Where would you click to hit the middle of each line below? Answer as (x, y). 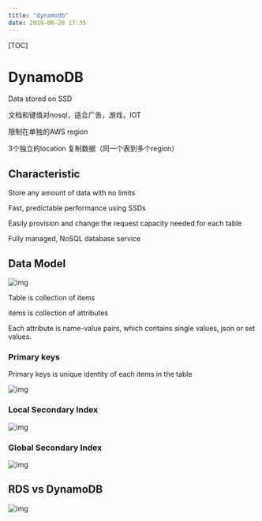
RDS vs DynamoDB (56, 489)
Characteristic (44, 174)
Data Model (37, 264)
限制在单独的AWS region (48, 132)
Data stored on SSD (40, 99)
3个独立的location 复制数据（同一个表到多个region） (94, 149)
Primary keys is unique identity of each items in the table (100, 374)
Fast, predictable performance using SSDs (77, 208)
